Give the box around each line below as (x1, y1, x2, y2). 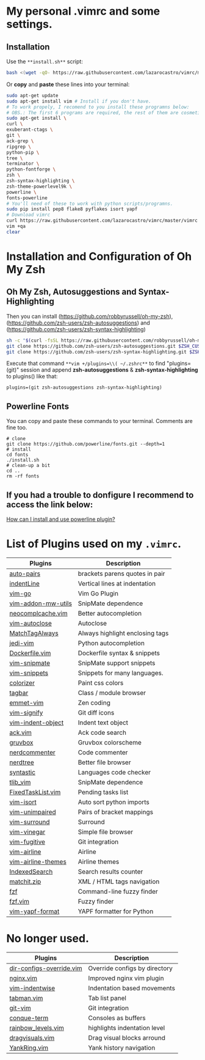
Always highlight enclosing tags (77, 628, 169, 637)
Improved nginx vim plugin (88, 974, 164, 982)
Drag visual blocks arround (88, 1033, 166, 1042)
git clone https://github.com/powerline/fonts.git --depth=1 (6, 441, 165, 447)
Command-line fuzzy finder (77, 887, 159, 896)
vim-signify (9, 708, 43, 716)
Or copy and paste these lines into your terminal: (6, 81, 130, 88)
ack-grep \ (6, 138, 34, 144)
